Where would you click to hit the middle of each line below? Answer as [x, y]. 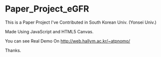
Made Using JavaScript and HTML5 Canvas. [49, 31]
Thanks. [13, 50]
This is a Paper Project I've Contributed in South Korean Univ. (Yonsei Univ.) [81, 22]
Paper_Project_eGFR [47, 9]
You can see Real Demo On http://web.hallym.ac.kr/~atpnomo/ [68, 41]
